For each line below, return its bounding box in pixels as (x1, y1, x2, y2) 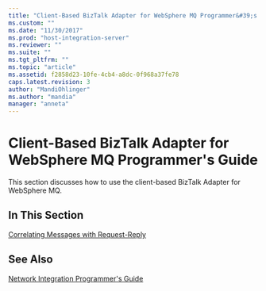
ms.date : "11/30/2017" (8, 26, 83, 34)
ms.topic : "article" (8, 63, 77, 71)
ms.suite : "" (8, 48, 52, 56)
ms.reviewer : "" (8, 41, 62, 49)
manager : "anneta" (8, 100, 69, 108)
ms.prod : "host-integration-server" (8, 33, 129, 42)
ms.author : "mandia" (8, 93, 77, 101)
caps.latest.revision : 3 (8, 78, 91, 86)
